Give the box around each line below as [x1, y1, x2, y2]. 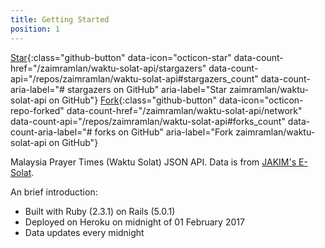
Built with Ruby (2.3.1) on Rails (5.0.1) [24, 205, 176, 217]
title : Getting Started [10, 14, 110, 25]
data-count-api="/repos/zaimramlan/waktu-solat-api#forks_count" [10, 115, 286, 127]
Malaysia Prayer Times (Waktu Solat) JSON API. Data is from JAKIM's [10, 156, 297, 168]
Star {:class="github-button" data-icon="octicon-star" [10, 51, 232, 63]
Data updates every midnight [24, 226, 145, 238]
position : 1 [10, 24, 60, 34]
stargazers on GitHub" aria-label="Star [66, 83, 228, 95]
